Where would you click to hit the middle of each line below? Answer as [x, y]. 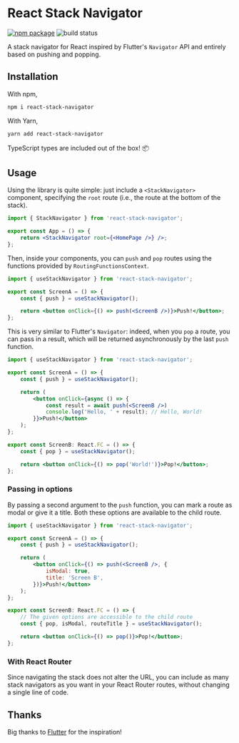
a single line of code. [38, 692]
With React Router [40, 662]
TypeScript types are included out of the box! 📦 [78, 148]
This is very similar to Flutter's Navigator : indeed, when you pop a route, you [119, 332]
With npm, [22, 93]
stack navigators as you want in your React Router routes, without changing [118, 685]
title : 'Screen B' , [74, 577]
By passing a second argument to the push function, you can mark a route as [120, 505]
